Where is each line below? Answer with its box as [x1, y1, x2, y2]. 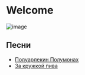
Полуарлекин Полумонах [14, 56, 79, 63]
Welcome [6, 4, 54, 17]
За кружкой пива [14, 62, 58, 69]
